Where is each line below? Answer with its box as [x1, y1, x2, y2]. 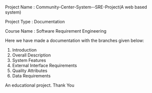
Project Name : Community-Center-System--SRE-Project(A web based [5, 4, 147, 10]
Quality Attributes [12, 68, 48, 74]
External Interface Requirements [12, 63, 77, 68]
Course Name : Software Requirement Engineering [5, 28, 107, 34]
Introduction [12, 47, 37, 53]
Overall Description [12, 52, 51, 58]
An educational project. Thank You [5, 82, 75, 88]
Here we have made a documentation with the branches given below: [5, 37, 145, 43]
